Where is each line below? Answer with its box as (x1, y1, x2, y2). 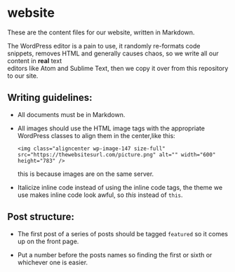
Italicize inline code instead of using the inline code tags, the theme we (17, 183, 223, 191)
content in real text (7, 56, 62, 64)
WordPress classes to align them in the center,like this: (17, 131, 175, 140)
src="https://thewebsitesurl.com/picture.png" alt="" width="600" (17, 151, 216, 158)
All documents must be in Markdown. (17, 110, 126, 118)
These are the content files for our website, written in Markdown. (7, 28, 195, 36)
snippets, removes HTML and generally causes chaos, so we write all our (7, 49, 219, 57)
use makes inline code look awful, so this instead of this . (17, 191, 184, 199)
